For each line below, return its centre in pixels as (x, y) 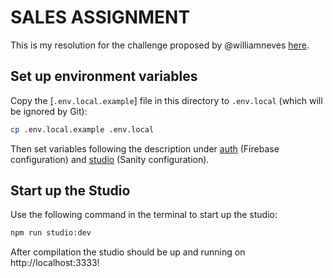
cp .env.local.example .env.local (82, 129)
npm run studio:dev (51, 233)
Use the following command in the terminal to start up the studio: (144, 215)
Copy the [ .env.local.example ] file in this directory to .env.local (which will (166, 100)
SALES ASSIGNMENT (100, 17)
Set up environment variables (104, 76)
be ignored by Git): (49, 111)
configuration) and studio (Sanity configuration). (110, 159)
